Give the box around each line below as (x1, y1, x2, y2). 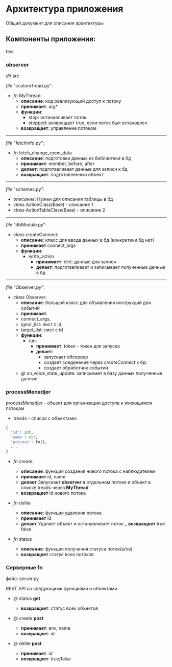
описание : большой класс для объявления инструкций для (20, 300, 151, 306)
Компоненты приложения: (6, 35, 96, 43)
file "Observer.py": (6, 284, 45, 290)
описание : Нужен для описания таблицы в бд (13, 196, 113, 202)
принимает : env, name (20, 625, 71, 631)
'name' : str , (10, 435, 38, 440)
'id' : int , (10, 430, 34, 435)
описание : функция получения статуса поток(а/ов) (20, 545, 133, 552)
